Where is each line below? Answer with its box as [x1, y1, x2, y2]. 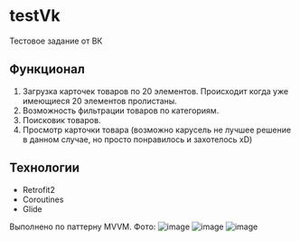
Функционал [9, 62, 86, 77]
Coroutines [22, 194, 64, 205]
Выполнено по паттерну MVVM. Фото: [9, 221, 156, 232]
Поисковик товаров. [22, 114, 101, 125]
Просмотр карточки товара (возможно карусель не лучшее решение [22, 124, 292, 135]
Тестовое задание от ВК [9, 35, 103, 46]
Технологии [9, 160, 80, 176]
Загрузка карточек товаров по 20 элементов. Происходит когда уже [22, 85, 289, 96]
